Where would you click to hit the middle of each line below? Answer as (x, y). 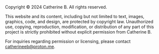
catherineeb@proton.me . (30, 46)
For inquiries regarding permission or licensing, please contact (68, 41)
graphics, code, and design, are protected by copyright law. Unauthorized (79, 22)
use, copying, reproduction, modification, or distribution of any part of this (79, 27)
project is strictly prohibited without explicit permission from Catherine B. (79, 32)
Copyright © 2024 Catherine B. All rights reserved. (56, 7)
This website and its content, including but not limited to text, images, (75, 16)
